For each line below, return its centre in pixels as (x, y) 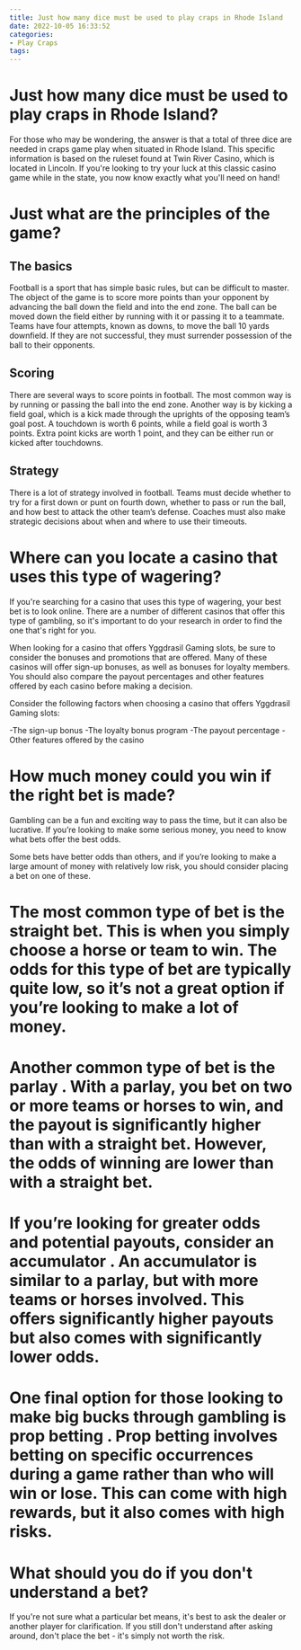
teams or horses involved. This (127, 1300)
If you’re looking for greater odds (135, 1224)
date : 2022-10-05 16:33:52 (60, 26)
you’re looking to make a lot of (124, 1007)
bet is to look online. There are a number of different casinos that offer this (147, 611)
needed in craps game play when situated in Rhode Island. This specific (142, 149)
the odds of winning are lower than (142, 1162)
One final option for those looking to (146, 1398)
